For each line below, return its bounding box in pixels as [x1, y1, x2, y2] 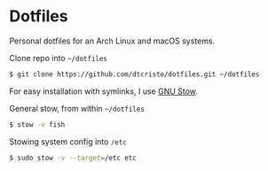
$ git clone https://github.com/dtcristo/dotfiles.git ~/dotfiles [9, 69, 260, 79]
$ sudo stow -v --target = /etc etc [9, 153, 138, 162]
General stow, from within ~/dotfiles [9, 103, 145, 113]
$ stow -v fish [9, 120, 66, 129]
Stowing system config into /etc [9, 136, 127, 147]
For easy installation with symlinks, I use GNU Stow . [9, 86, 198, 97]
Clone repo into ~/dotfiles [9, 52, 108, 63]
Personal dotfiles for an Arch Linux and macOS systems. [9, 35, 216, 46]
